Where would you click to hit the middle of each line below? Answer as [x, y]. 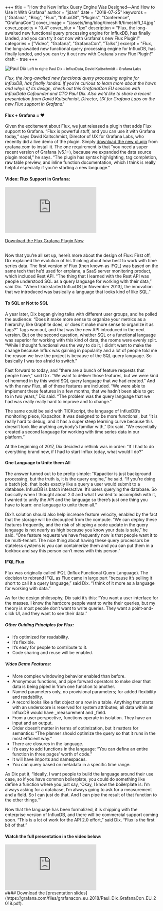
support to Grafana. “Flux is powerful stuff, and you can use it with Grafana [80, 131]
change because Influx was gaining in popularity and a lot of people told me [81, 350]
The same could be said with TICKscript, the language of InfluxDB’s [72, 411]
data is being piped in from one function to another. [63, 686]
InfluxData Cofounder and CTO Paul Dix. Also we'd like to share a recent [78, 93]
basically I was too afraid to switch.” [41, 361]
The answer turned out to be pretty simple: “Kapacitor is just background [78, 474]
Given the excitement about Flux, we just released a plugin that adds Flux [78, 126]
